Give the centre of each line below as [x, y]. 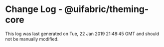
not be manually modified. [32, 39]
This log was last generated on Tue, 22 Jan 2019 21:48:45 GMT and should [82, 33]
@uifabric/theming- [106, 9]
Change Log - [34, 9]
